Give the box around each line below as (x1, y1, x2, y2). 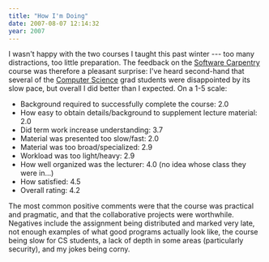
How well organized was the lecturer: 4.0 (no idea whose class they (19, 160, 247, 170)
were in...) (19, 168, 54, 178)
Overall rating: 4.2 (19, 186, 81, 195)
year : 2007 (8, 27, 45, 35)
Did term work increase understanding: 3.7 (19, 125, 164, 135)
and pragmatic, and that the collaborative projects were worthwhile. (8, 210, 235, 220)
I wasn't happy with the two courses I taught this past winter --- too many (8, 49, 255, 59)
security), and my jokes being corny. (8, 244, 130, 254)
